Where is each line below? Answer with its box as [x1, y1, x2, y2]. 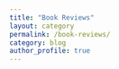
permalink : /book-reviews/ [9, 30, 111, 39]
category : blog [9, 38, 67, 47]
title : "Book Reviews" [9, 13, 95, 22]
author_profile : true [9, 47, 91, 56]
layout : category [9, 22, 75, 30]
